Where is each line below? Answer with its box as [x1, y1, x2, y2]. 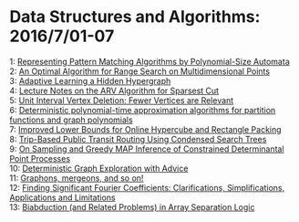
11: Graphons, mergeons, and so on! [9, 172, 144, 184]
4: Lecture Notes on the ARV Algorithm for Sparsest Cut [9, 85, 220, 96]
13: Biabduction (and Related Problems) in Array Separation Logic [9, 201, 255, 212]
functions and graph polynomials [9, 114, 134, 125]
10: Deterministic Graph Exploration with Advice [9, 163, 189, 174]
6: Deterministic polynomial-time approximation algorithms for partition [9, 104, 276, 115]
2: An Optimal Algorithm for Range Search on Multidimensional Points [9, 66, 271, 77]
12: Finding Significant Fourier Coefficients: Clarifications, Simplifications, [9, 182, 285, 193]
